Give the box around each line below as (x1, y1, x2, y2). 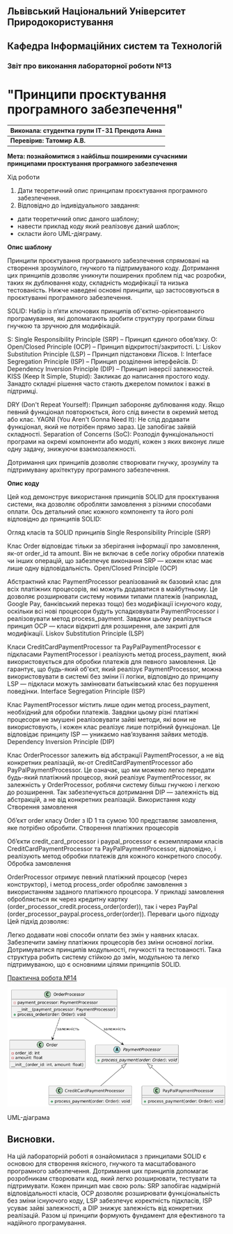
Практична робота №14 (7, 974, 77, 982)
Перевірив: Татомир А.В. (10, 136, 86, 145)
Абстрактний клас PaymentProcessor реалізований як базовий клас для (7, 577, 221, 585)
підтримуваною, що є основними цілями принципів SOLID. (7, 960, 182, 968)
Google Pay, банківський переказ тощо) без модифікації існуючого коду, (7, 599, 223, 608)
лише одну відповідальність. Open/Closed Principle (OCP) (7, 564, 178, 572)
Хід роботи (7, 173, 40, 181)
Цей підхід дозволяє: (7, 917, 70, 925)
